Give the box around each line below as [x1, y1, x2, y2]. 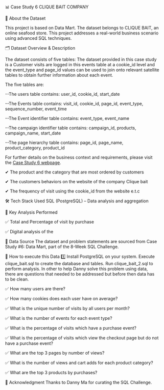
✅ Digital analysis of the [5, 229, 54, 234]
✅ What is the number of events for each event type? [5, 315, 113, 321]
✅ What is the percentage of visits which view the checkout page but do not [5, 335, 159, 340]
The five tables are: [5, 82, 44, 87]
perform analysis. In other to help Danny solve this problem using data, [5, 266, 148, 272]
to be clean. [5, 277, 29, 282]
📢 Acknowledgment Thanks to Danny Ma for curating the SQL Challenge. [5, 380, 152, 385]
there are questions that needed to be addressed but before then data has [5, 271, 155, 277]
